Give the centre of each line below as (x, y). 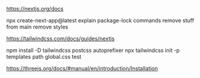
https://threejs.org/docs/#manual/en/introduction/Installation (82, 68)
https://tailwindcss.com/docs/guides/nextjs (61, 38)
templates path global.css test (44, 57)
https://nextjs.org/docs (35, 9)
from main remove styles (37, 27)
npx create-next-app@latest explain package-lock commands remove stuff (100, 20)
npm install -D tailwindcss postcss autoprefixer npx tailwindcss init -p (93, 50)
